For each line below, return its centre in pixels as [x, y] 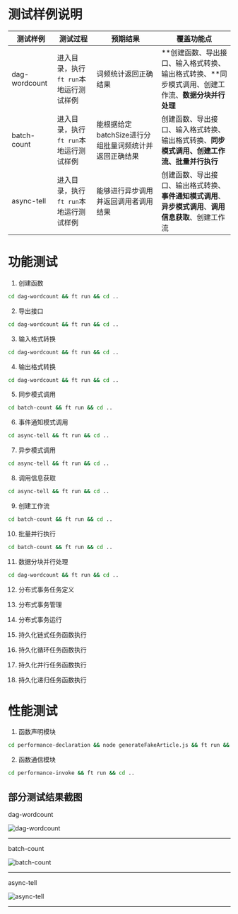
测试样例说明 [46, 15]
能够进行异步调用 [125, 191]
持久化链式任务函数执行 [52, 634]
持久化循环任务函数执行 [52, 650]
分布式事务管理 [40, 604]
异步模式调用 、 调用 [193, 206]
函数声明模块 [37, 732]
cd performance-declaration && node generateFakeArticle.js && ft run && [119, 745]
